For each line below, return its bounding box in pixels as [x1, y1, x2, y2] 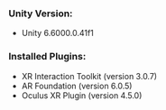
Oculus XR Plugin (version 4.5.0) [21, 89, 143, 101]
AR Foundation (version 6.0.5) [21, 80, 133, 91]
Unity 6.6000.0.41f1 [21, 28, 94, 39]
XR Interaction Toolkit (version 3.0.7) [21, 70, 158, 81]
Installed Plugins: [8, 50, 87, 63]
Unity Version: [8, 7, 73, 20]
